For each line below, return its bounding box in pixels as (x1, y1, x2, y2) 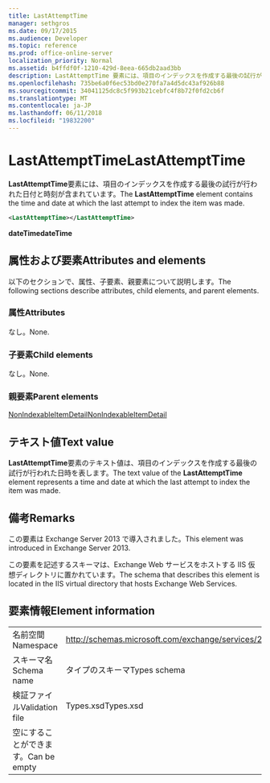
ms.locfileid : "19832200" (8, 117, 95, 125)
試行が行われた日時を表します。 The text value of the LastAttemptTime (8, 468, 243, 478)
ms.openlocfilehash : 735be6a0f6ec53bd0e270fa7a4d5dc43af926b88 (8, 79, 225, 87)
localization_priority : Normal (8, 57, 113, 65)
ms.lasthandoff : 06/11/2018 (8, 110, 103, 118)
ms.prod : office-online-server (8, 49, 113, 57)
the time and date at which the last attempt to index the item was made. (8, 198, 245, 208)
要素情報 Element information (8, 604, 155, 618)
